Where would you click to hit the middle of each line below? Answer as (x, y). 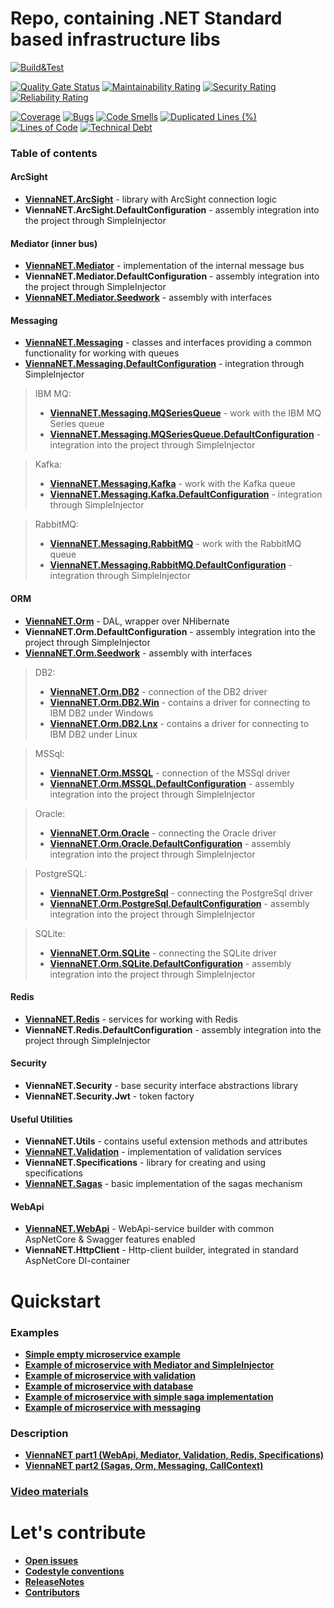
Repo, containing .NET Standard (146, 18)
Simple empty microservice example (102, 1354)
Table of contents (54, 153)
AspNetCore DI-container (77, 1261)
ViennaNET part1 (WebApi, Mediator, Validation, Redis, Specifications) (174, 1455)
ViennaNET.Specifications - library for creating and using (145, 1163)
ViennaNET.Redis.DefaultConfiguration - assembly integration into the (173, 1029)
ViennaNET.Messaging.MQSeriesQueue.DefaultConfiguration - (185, 434)
